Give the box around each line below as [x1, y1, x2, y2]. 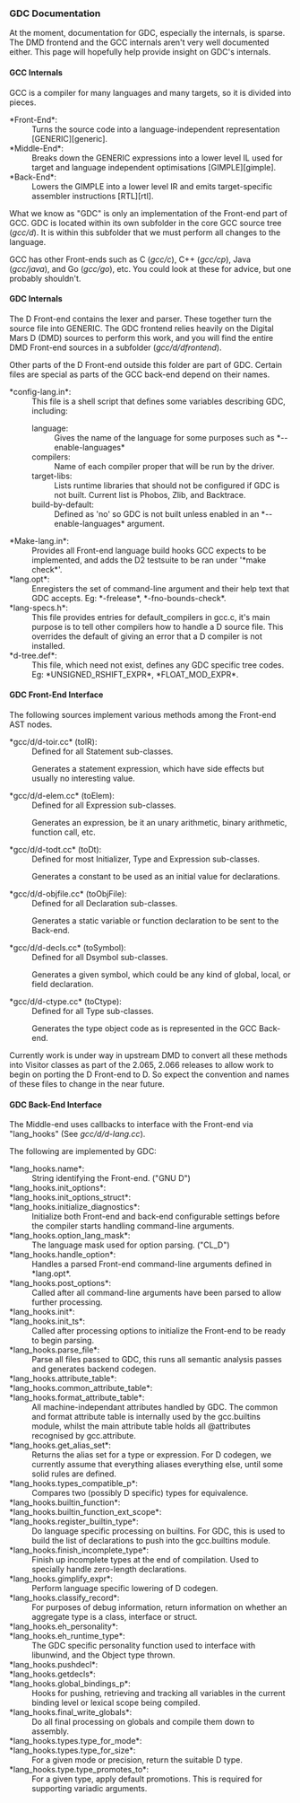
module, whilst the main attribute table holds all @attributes [31, 1421, 251, 1431]
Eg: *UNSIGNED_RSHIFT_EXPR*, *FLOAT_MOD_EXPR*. [31, 669, 239, 679]
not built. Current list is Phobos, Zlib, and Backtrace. [54, 489, 246, 500]
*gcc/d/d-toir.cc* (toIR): [9, 736, 98, 747]
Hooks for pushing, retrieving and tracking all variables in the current [31, 1688, 286, 1699]
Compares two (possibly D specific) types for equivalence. [31, 1488, 249, 1499]
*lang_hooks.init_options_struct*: [9, 1192, 132, 1203]
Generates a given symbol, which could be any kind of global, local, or [31, 968, 291, 980]
